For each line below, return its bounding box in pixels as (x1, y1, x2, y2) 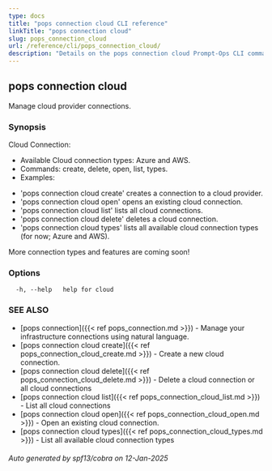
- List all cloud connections (19, 400, 111, 410)
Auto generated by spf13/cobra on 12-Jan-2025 (8, 453, 168, 463)
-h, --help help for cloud (15, 285, 114, 294)
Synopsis (8, 121, 46, 132)
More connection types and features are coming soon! (8, 247, 190, 257)
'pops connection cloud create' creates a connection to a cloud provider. (19, 188, 263, 199)
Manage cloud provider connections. (8, 101, 131, 110)
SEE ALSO (8, 305, 49, 316)
